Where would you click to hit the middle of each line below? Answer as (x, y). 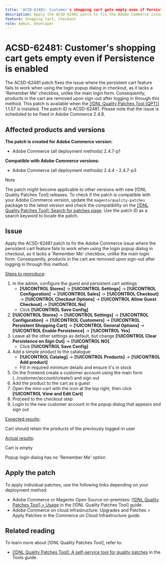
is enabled (27, 69)
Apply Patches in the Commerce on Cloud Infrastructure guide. (76, 515)
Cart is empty (19, 447)
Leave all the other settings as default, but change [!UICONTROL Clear (84, 336)
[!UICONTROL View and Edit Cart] (47, 393)
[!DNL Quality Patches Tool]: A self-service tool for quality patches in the (86, 552)
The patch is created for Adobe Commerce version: (59, 142)
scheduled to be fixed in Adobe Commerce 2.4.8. (55, 114)
